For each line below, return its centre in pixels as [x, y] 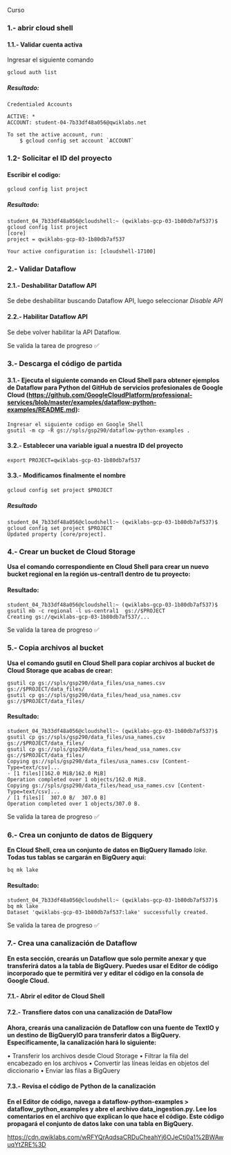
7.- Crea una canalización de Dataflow [72, 943]
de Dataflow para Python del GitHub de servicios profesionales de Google [115, 388]
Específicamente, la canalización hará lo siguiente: [82, 1042]
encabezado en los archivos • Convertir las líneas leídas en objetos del [108, 1063]
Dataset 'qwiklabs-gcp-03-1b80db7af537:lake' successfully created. [108, 912]
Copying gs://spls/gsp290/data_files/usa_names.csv [83, 762]
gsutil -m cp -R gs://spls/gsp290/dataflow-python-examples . [99, 430]
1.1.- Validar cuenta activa [45, 44]
